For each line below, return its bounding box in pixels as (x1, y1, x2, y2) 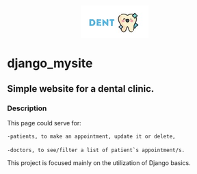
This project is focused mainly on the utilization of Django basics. (7, 158, 191, 166)
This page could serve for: (7, 119, 82, 127)
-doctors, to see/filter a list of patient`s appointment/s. (7, 147, 185, 153)
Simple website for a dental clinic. (7, 83, 155, 95)
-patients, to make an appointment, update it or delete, (7, 133, 176, 140)
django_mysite (7, 55, 93, 71)
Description (7, 103, 47, 113)
